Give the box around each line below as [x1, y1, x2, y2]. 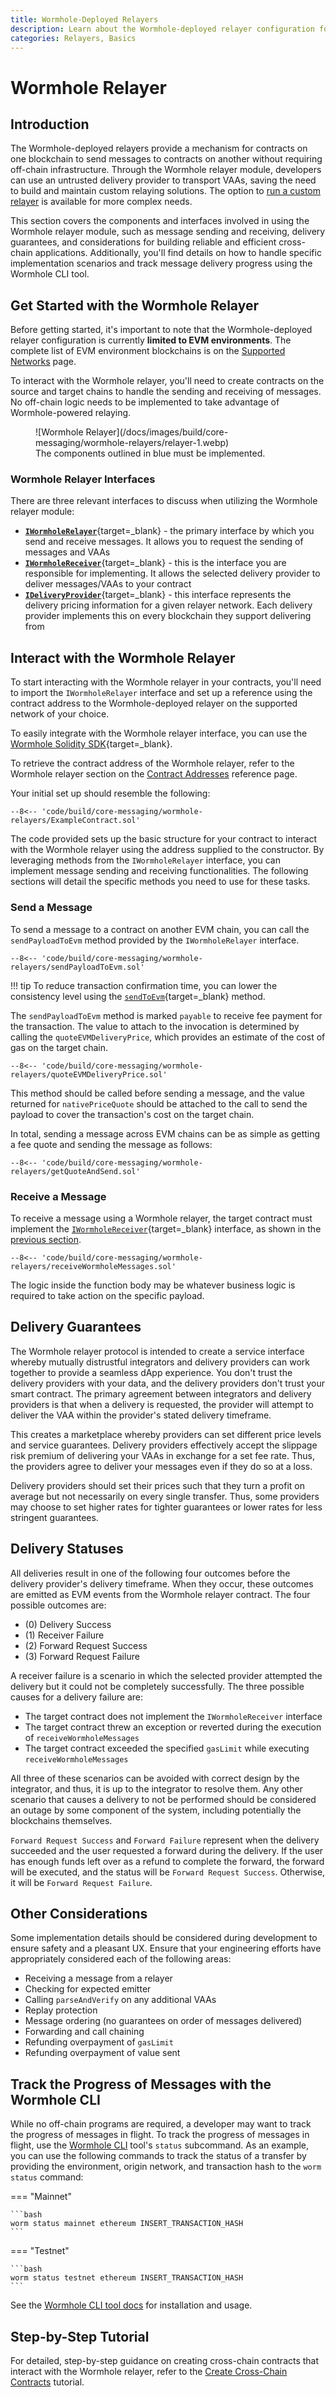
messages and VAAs [24, 546, 111, 558]
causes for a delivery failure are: [10, 1691, 144, 1703]
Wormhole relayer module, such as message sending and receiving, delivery [10, 226, 326, 238]
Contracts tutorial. [10, 2376, 85, 2388]
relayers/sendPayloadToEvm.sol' [10, 962, 145, 972]
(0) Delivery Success [24, 1618, 112, 1630]
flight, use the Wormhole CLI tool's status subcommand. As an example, [10, 2139, 310, 2151]
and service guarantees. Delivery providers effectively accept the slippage [10, 1439, 318, 1451]
